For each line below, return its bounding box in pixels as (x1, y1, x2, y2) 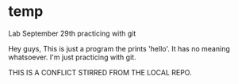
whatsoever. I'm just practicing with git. (8, 52, 136, 62)
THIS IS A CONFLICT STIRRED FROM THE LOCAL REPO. (8, 67, 192, 77)
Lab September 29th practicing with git (8, 29, 136, 38)
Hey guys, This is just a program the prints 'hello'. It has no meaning (8, 44, 230, 53)
